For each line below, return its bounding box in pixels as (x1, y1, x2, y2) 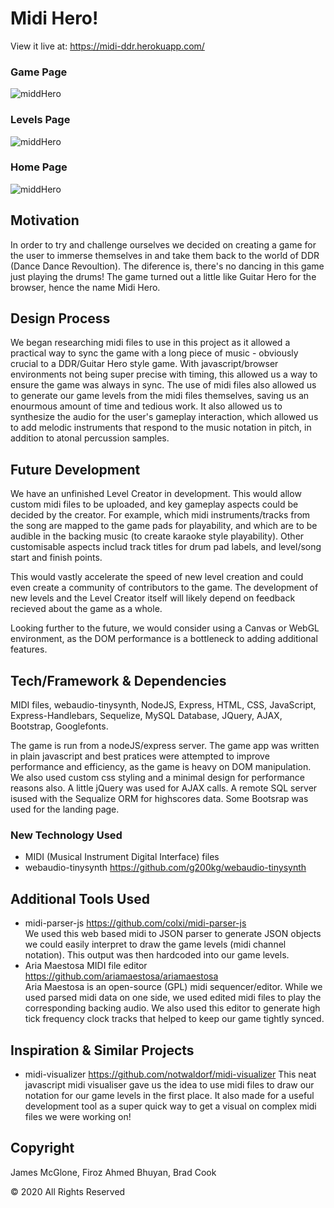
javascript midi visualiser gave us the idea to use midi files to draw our (24, 1079, 315, 1091)
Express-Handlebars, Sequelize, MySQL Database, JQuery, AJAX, (10, 710, 283, 722)
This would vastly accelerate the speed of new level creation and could (10, 571, 304, 583)
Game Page (10, 65, 68, 79)
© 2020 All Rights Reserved (10, 1185, 126, 1197)
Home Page (10, 160, 68, 174)
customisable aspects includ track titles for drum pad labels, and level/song (10, 541, 322, 553)
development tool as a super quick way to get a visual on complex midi (24, 1100, 317, 1112)
